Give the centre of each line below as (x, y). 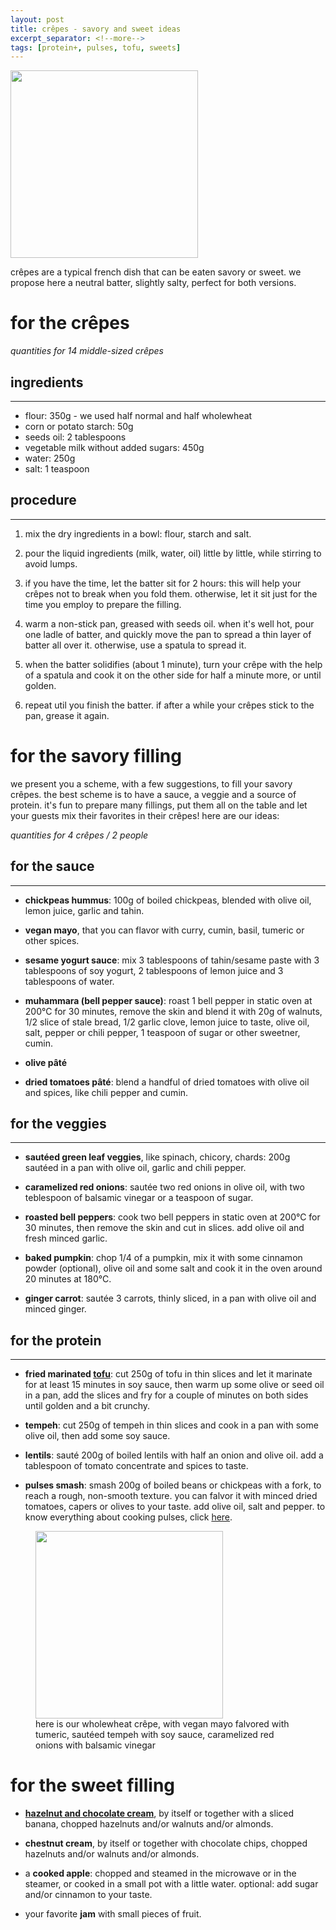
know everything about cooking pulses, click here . (128, 1517)
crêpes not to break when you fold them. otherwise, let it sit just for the (171, 593)
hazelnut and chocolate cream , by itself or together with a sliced (159, 1813)
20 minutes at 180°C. (68, 1279)
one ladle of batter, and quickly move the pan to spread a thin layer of (168, 634)
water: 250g (50, 458)
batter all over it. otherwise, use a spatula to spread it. (135, 645)
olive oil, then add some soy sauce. (97, 1436)
